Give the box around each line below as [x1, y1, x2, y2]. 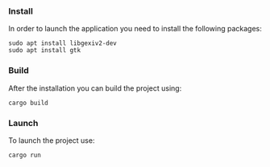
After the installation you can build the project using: [8, 83, 182, 93]
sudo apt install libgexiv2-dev [8, 39, 117, 47]
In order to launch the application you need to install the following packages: [8, 24, 262, 34]
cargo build [8, 99, 48, 107]
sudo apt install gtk [8, 47, 81, 55]
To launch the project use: [8, 135, 95, 145]
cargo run [8, 151, 42, 159]
